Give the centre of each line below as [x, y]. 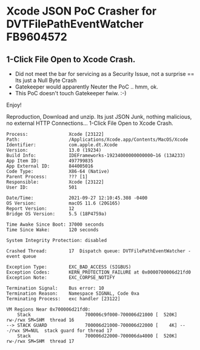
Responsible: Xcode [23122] [55, 182]
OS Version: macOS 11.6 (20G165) [63, 203]
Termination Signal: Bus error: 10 [55, 288]
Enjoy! [14, 105]
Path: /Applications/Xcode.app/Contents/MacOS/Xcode [97, 140]
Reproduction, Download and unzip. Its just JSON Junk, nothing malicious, [99, 117]
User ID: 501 [42, 187]
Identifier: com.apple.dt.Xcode [62, 145]
